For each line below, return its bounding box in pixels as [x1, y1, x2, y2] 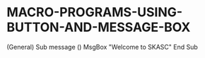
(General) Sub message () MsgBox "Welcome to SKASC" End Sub [6, 42, 199, 51]
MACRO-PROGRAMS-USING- [6, 4, 183, 21]
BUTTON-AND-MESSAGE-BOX [6, 19, 191, 35]
